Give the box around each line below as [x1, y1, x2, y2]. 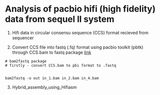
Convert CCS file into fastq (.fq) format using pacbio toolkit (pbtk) [12, 44, 143, 50]
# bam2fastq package [5, 59, 47, 63]
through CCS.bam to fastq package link [12, 49, 91, 55]
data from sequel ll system [5, 14, 114, 25]
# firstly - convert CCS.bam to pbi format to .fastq [5, 63, 117, 68]
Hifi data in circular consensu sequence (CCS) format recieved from [12, 30, 149, 35]
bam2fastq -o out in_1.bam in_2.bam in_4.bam [5, 76, 99, 80]
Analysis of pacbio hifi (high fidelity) [5, 3, 156, 15]
